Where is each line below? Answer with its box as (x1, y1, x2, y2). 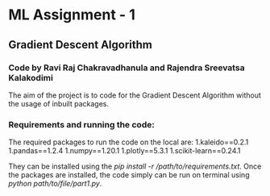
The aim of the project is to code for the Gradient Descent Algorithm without (8, 90, 262, 100)
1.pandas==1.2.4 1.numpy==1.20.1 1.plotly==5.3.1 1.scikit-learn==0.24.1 (8, 146, 241, 156)
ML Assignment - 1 (8, 6, 135, 24)
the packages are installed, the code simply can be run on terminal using (8, 170, 250, 180)
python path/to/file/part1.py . (8, 179, 102, 189)
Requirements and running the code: (8, 119, 155, 130)
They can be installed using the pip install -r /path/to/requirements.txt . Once (8, 161, 262, 171)
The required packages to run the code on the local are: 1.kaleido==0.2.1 (8, 137, 249, 147)
